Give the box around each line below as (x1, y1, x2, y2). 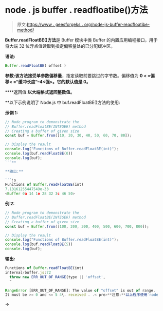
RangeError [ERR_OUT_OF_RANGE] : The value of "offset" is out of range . (5, 288, 156, 293)
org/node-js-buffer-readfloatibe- (84, 21, 150, 27)
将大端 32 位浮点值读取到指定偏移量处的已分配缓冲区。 (5, 43, 115, 49)
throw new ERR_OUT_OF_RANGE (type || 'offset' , (9, 274, 106, 279)
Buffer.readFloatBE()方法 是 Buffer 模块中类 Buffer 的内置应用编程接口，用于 (5, 37, 158, 43)
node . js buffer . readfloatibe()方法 (5, 4, 148, 16)
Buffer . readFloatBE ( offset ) (5, 63, 67, 68)
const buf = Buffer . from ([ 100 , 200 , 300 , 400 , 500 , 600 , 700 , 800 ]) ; (5, 224, 149, 229)
